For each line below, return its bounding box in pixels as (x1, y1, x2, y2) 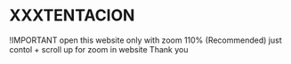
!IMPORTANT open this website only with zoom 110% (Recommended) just (9, 35, 282, 45)
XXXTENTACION (9, 5, 135, 26)
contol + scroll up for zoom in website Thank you (9, 44, 189, 54)
